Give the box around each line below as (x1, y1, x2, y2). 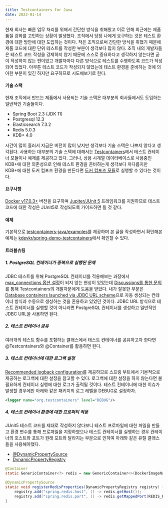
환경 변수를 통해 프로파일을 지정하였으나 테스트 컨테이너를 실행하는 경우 (10, 428, 149, 435)
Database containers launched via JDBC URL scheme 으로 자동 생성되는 (5, 292, 150, 298)
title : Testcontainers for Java (5, 7, 72, 12)
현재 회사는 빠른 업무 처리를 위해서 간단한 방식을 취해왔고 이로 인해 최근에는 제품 (5, 26, 161, 32)
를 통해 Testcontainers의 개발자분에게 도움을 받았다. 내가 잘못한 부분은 (5, 285, 144, 291)
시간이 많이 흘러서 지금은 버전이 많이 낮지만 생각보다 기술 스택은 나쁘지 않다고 (5, 142, 156, 148)
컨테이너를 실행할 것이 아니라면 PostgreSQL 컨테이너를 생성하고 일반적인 (14, 304, 156, 310)
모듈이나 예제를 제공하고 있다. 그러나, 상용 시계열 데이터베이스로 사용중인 (10, 154, 152, 160)
